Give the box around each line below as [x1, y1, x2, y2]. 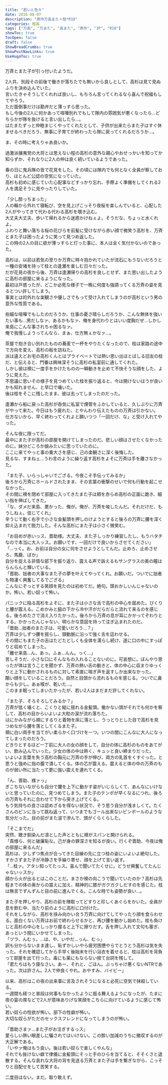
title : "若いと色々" [5, 7, 44, 12]
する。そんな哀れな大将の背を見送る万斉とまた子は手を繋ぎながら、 [9, 1057, 150, 1063]
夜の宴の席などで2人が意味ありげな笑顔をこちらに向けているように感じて [5, 997, 157, 1003]
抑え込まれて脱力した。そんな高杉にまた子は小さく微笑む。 [5, 522, 128, 528]
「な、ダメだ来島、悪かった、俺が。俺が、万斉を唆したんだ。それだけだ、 [5, 503, 158, 510]
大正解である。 [5, 1038, 36, 1045]
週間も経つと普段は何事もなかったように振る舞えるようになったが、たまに [9, 990, 162, 996]
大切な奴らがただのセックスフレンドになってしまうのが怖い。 [5, 1015, 132, 1021]
